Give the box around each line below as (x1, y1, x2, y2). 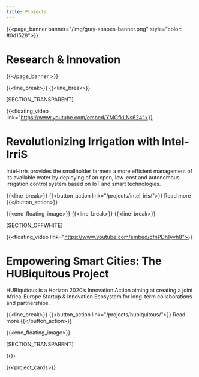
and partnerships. (6, 300, 50, 307)
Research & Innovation (6, 52, 121, 66)
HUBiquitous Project (6, 267, 110, 280)
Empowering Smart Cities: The (6, 254, 162, 268)
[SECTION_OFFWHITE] (6, 222, 63, 229)
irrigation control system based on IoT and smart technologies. (6, 180, 161, 187)
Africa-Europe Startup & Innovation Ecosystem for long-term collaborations (6, 293, 193, 300)
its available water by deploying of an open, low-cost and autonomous (6, 173, 180, 181)
